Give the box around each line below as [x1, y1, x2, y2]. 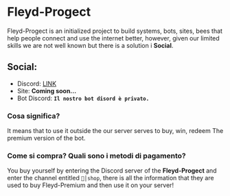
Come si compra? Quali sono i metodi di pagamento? [7, 151, 187, 160]
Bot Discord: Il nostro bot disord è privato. [16, 94, 150, 102]
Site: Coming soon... [16, 86, 77, 95]
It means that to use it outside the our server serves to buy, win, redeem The [7, 127, 224, 135]
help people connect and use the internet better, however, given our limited [7, 34, 220, 42]
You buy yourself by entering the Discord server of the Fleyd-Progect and [7, 167, 218, 175]
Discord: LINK [16, 79, 57, 88]
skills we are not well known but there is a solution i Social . [7, 41, 174, 49]
